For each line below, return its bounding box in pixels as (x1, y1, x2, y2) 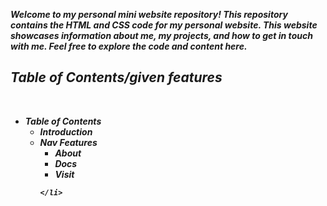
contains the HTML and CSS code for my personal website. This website (10, 19, 318, 31)
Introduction (39, 125, 93, 138)
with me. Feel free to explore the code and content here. (10, 40, 248, 52)
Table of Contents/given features (10, 69, 223, 86)
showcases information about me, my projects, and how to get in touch (10, 30, 313, 41)
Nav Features (39, 136, 98, 148)
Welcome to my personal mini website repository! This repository (10, 9, 288, 20)
